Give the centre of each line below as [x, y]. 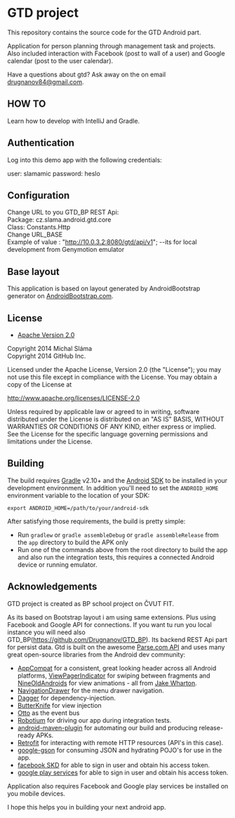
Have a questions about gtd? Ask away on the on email [87, 74]
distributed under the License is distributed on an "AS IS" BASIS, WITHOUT [116, 419]
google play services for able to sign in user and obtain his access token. [123, 772]
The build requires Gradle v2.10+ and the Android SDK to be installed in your [117, 480]
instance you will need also [46, 632]
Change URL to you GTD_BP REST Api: [63, 213]
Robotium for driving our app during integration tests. [94, 720]
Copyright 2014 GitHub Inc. [47, 356]
